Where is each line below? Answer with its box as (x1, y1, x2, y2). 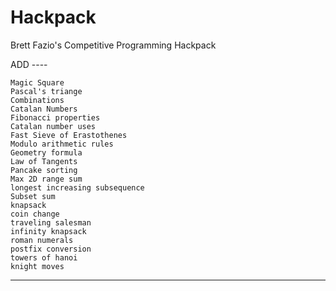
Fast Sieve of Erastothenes (10, 130, 128, 140)
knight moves (10, 261, 65, 271)
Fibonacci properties (10, 112, 101, 123)
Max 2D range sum (10, 174, 83, 184)
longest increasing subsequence (10, 182, 145, 193)
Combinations (10, 95, 65, 105)
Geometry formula (10, 147, 83, 158)
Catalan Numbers (10, 104, 78, 114)
